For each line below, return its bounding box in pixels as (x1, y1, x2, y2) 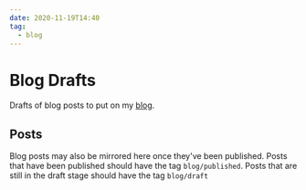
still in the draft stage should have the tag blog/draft (9, 170, 208, 181)
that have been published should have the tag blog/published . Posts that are (9, 161, 298, 172)
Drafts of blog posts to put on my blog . (9, 100, 155, 111)
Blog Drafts (9, 69, 96, 90)
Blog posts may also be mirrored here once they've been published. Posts (9, 151, 288, 162)
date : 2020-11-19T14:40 (9, 13, 100, 23)
